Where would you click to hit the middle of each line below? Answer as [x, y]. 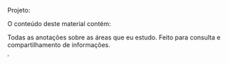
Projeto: [19, 10]
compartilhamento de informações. [59, 45]
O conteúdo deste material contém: [59, 24]
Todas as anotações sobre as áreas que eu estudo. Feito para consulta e [114, 37]
